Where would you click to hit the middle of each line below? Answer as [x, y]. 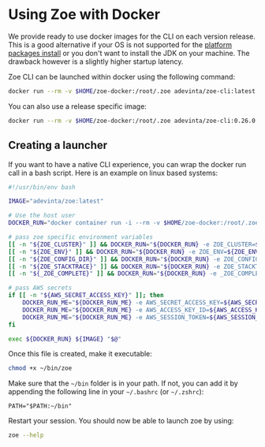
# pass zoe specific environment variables [81, 237]
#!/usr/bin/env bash [42, 187]
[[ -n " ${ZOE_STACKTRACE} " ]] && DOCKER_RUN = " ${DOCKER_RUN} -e [114, 266]
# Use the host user [42, 216]
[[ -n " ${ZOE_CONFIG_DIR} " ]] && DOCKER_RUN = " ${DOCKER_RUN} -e [114, 259]
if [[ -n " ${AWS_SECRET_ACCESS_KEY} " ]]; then [86, 296]
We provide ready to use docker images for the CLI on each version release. [132, 36]
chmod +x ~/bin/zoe [40, 368]
